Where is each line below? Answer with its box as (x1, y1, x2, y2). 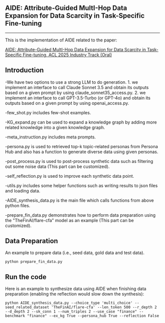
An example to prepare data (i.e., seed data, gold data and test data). (5, 250, 145, 256)
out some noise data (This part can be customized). (5, 163, 110, 169)
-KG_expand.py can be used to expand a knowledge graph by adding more (5, 119, 157, 125)
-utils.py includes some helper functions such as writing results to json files (5, 182, 158, 189)
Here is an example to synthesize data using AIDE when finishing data (5, 286, 146, 292)
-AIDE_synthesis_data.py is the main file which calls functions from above (5, 197, 154, 203)
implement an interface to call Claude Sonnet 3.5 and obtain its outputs (5, 84, 149, 90)
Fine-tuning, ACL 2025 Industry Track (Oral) (23, 52, 112, 58)
